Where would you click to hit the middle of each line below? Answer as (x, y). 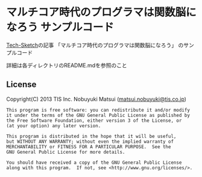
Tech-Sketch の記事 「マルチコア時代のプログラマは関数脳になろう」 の (95, 45)
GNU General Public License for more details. (66, 152)
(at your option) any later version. (54, 126)
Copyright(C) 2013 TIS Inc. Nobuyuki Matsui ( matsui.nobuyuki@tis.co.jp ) (96, 99)
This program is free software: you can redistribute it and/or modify (98, 110)
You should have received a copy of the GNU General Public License (94, 163)
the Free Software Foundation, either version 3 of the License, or (94, 121)
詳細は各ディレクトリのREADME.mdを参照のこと (67, 65)
